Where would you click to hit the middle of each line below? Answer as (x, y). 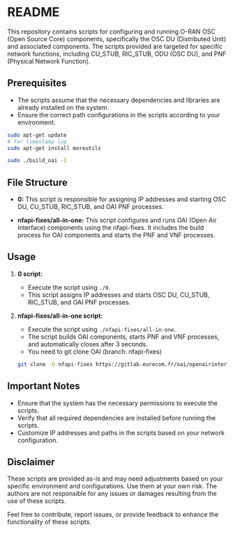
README (33, 12)
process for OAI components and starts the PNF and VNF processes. (116, 235)
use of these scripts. (37, 501)
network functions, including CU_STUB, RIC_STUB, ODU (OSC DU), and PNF (117, 54)
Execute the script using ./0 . (69, 287)
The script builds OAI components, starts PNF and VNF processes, (123, 337)
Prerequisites (37, 83)
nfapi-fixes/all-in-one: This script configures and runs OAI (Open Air (117, 220)
